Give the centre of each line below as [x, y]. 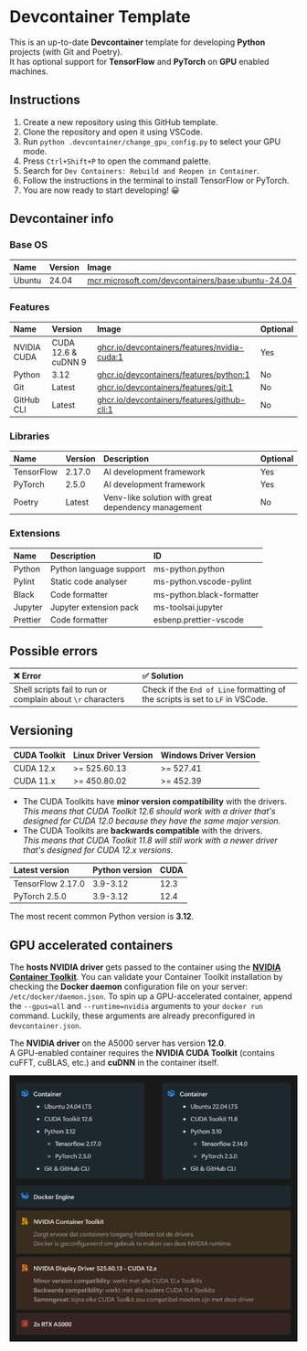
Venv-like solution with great [158, 497]
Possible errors [54, 651]
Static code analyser [89, 581]
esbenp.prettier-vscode [198, 620]
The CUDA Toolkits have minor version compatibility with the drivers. [155, 801]
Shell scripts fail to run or [60, 690]
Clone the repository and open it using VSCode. [112, 132]
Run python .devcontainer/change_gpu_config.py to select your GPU [152, 141]
